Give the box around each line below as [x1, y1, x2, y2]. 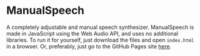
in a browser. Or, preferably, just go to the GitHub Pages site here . [6, 43, 172, 50]
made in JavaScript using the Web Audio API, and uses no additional [6, 30, 179, 37]
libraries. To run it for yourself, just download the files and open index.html [6, 36, 195, 43]
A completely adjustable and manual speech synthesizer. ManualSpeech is [6, 23, 194, 31]
